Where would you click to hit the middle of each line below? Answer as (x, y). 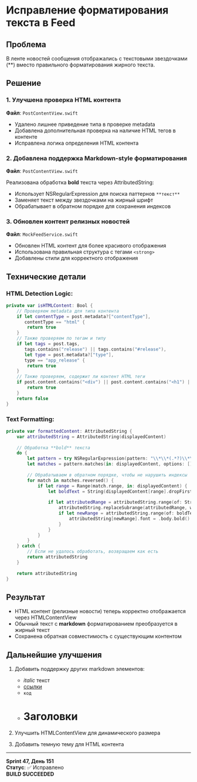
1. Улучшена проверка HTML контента (64, 100)
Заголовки (50, 716)
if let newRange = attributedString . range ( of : (116, 513)
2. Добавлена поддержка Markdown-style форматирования (97, 158)
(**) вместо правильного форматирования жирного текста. (81, 65)
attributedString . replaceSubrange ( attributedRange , (123, 508)
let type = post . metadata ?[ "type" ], (69, 355)
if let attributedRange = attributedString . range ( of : (115, 502)
